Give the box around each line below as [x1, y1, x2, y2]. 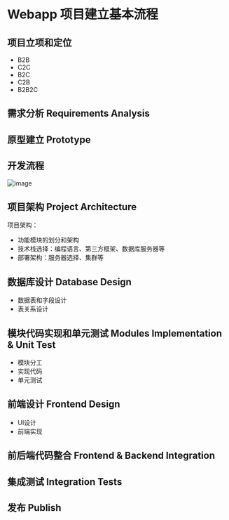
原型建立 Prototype [7, 134, 91, 145]
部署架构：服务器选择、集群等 [17, 254, 104, 262]
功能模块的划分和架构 [17, 236, 79, 245]
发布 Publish [7, 502, 62, 514]
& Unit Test [7, 339, 56, 351]
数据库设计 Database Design [7, 275, 132, 288]
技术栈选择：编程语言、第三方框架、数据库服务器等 [17, 245, 165, 253]
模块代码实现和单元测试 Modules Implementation [7, 327, 223, 339]
